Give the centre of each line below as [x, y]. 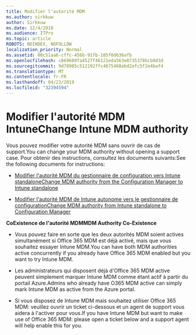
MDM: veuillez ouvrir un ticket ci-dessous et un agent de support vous [99, 307]
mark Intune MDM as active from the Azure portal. [75, 289]
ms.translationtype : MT [35, 71]
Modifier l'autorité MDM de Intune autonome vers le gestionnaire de [96, 199]
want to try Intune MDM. [44, 259]
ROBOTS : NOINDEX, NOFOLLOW [39, 45]
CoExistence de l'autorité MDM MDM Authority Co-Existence [81, 223]
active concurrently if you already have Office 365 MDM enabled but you [102, 253]
